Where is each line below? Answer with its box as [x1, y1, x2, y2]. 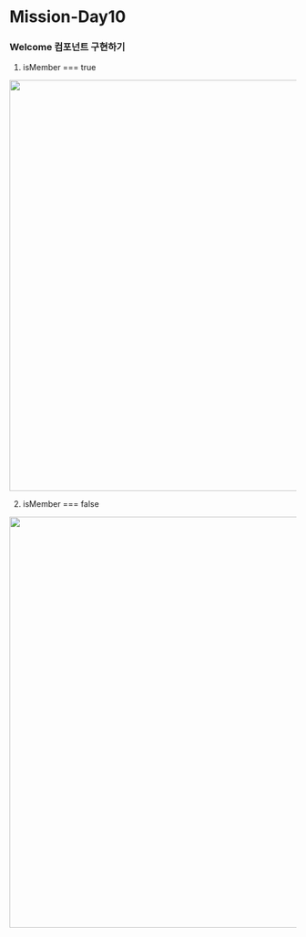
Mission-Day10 [9, 6, 127, 27]
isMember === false [22, 499, 100, 510]
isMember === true [22, 62, 97, 73]
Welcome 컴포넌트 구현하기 [9, 41, 126, 54]
